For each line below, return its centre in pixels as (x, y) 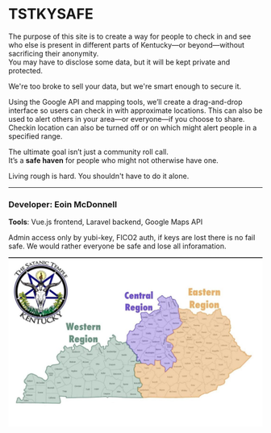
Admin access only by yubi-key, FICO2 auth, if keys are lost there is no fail (132, 238)
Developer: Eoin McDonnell (63, 204)
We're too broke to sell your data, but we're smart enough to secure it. (125, 86)
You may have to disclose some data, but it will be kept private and (119, 62)
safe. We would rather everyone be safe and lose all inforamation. (118, 246)
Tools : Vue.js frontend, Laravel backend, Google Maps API (106, 222)
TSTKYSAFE (51, 14)
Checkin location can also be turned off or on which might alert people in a (133, 127)
